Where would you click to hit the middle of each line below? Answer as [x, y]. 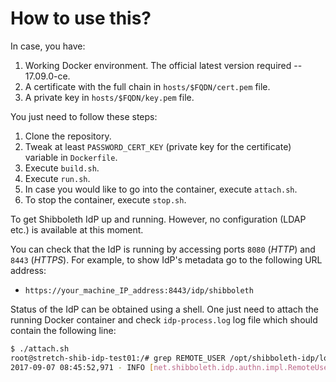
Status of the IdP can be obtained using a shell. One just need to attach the [165, 309]
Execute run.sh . [57, 178]
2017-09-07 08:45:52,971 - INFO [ [82, 367]
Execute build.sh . [62, 168]
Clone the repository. [68, 136]
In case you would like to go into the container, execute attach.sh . [161, 189]
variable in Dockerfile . [71, 157]
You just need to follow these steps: [84, 116]
